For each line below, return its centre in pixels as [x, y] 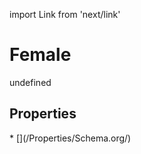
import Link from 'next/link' [65, 14]
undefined [30, 82]
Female [40, 55]
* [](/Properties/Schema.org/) [70, 138]
